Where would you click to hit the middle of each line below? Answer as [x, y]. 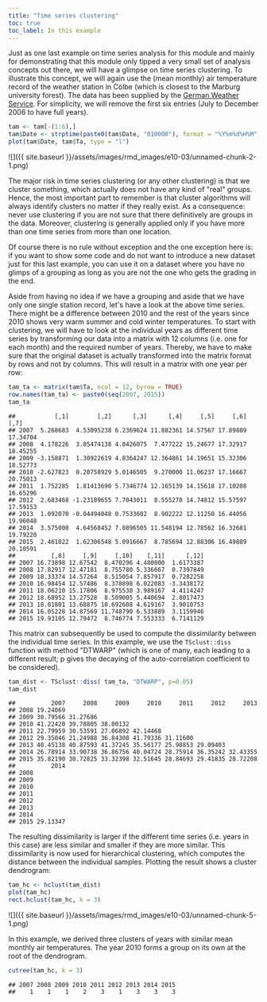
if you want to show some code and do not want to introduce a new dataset [132, 255]
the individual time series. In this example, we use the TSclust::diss [120, 641]
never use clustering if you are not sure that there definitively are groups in [131, 215]
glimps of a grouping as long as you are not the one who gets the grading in [132, 272]
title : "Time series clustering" [64, 16]
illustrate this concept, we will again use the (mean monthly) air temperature [133, 78]
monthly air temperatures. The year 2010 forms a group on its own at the [127, 947]
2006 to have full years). [48, 112]
